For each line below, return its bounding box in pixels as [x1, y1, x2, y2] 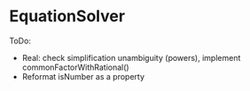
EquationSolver [9, 6, 126, 27]
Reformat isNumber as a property [21, 71, 145, 81]
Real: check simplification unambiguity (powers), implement [21, 52, 241, 63]
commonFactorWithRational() [21, 62, 130, 72]
